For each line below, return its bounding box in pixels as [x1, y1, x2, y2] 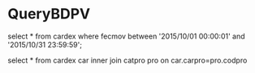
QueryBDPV [7, 5, 91, 23]
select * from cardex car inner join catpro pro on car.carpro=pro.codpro [7, 55, 248, 65]
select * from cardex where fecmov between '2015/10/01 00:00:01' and [7, 31, 245, 41]
